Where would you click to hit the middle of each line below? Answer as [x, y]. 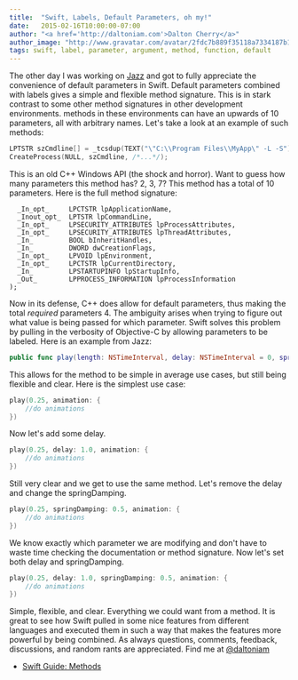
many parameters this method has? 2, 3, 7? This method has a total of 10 [142, 183]
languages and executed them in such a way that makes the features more [145, 630]
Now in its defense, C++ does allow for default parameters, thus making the [148, 303]
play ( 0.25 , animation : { [55, 400]
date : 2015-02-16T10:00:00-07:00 [75, 26]
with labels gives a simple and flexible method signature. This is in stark [140, 95]
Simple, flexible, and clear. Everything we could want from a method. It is [142, 612]
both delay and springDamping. [67, 562]
